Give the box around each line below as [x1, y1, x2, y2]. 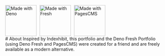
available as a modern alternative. [5, 47, 75, 52]
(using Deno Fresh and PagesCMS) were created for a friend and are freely [5, 41, 160, 47]
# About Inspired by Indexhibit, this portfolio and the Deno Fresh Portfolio [5, 36, 156, 42]
